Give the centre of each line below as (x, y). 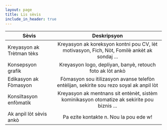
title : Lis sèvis (23, 14)
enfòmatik (19, 103)
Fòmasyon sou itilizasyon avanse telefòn (108, 79)
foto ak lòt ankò (107, 71)
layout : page (19, 10)
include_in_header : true (31, 19)
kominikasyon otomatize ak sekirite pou (108, 100)
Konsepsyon (22, 65)
